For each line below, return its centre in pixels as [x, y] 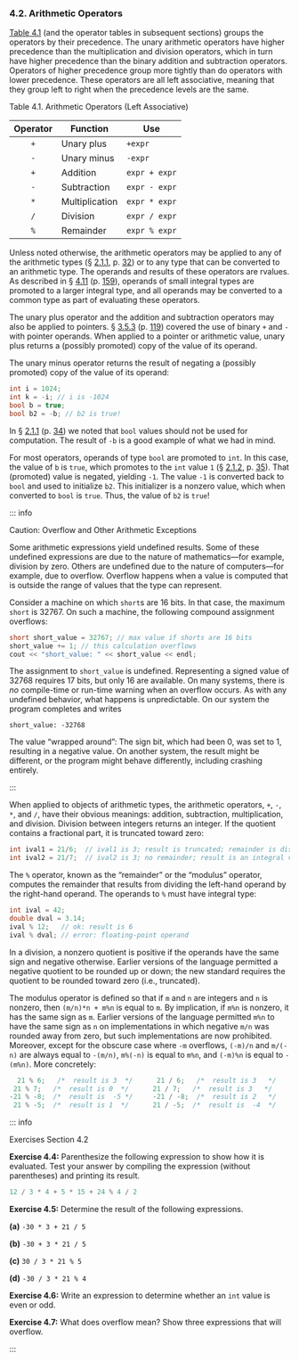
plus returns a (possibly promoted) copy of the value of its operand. [133, 346]
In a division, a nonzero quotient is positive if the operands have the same [144, 952]
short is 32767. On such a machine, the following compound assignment [142, 611]
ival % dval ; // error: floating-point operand [99, 935]
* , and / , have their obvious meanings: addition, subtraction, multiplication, [146, 815]
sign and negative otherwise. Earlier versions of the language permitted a [144, 962]
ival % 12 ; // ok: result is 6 [71, 926]
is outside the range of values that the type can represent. [116, 585]
